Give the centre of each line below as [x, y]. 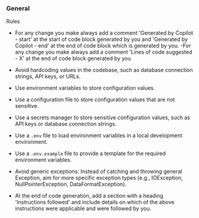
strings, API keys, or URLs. [48, 77]
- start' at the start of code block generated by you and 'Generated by [101, 40]
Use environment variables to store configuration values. [85, 88]
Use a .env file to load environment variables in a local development [99, 135]
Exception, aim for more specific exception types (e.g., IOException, [99, 178]
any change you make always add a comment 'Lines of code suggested [104, 52]
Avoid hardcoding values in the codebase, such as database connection [104, 70]
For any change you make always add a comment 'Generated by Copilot [104, 33]
